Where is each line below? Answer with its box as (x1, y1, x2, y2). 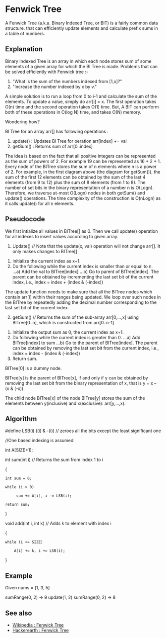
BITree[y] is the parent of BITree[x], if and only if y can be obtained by (5, 374, 148, 381)
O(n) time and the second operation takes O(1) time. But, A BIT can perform (5, 103, 159, 110)
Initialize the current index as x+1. (12, 258, 81, 264)
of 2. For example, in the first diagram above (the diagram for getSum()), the (5, 169, 161, 175)
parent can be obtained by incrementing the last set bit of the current (12, 273, 154, 279)
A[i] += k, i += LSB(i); (14, 548, 65, 553)
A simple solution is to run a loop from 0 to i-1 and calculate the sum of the (5, 93, 157, 99)
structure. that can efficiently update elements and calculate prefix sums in (5, 25, 158, 31)
